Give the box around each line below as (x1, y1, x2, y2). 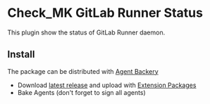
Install (7, 48, 35, 60)
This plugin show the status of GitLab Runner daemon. (7, 28, 166, 37)
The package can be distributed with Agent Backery (7, 67, 159, 75)
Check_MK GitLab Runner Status (7, 5, 203, 21)
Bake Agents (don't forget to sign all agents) (17, 88, 146, 96)
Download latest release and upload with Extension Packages (17, 81, 197, 89)
